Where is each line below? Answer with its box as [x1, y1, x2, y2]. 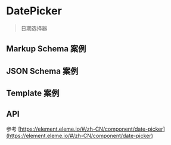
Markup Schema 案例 [6, 44, 86, 54]
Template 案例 [6, 88, 60, 98]
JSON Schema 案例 [6, 66, 79, 76]
